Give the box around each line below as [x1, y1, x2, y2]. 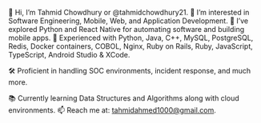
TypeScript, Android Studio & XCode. [8, 50, 130, 59]
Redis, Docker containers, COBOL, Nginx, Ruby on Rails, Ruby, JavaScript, [8, 42, 254, 51]
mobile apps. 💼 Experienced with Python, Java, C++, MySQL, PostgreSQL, [8, 33, 254, 42]
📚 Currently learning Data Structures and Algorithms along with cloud [8, 93, 240, 103]
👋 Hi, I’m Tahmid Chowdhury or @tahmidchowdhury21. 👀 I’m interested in [8, 8, 250, 17]
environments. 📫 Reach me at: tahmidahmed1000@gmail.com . [8, 105, 216, 115]
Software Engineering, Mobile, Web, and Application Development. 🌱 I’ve [8, 16, 249, 26]
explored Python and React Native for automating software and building [8, 25, 245, 34]
